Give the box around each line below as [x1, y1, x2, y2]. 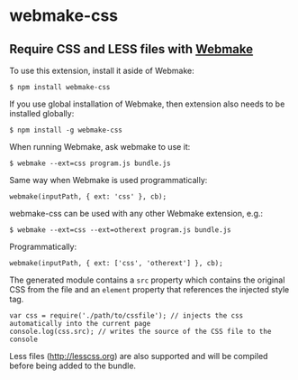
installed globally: [9, 108, 75, 118]
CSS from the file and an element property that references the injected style [9, 284, 290, 294]
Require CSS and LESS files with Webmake [9, 42, 254, 57]
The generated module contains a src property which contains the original [9, 274, 285, 285]
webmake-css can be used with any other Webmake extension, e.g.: [9, 209, 264, 218]
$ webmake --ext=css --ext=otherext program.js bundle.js [9, 226, 231, 235]
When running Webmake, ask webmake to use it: [9, 142, 191, 152]
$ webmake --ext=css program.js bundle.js [9, 159, 171, 168]
